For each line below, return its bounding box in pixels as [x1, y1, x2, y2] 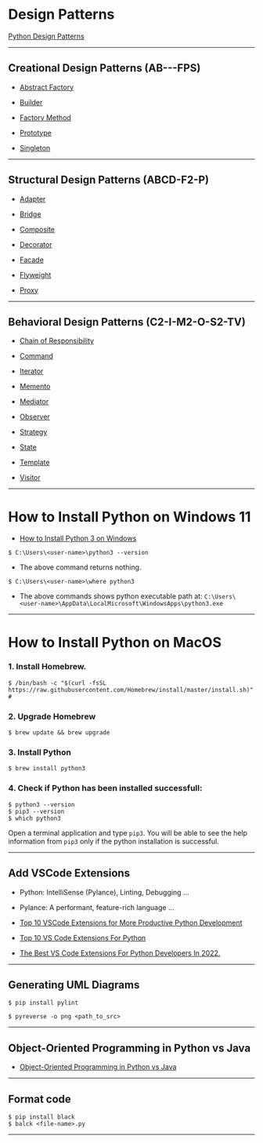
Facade [19, 255, 45, 264]
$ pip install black [8, 1112, 76, 1121]
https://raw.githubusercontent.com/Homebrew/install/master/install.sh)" [8, 686, 254, 693]
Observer [19, 412, 51, 421]
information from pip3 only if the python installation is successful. [8, 836, 219, 846]
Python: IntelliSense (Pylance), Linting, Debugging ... [19, 887, 189, 897]
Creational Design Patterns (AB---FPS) [8, 61, 201, 75]
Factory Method [19, 112, 72, 122]
